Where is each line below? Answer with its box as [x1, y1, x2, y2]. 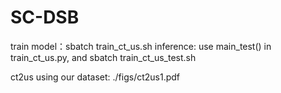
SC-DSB [10, 6, 80, 29]
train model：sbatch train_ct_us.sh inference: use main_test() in [10, 40, 272, 52]
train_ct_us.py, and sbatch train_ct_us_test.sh [10, 51, 197, 63]
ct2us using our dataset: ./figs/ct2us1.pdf [10, 71, 181, 83]
